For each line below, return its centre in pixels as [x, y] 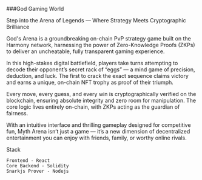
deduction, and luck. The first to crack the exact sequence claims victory [98, 76]
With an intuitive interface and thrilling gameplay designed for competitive [99, 125]
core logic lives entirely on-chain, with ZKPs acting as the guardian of [93, 107]
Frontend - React [28, 161]
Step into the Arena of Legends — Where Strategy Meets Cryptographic [96, 20]
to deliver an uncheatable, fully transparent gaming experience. [86, 51]
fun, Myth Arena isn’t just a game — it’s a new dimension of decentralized [98, 131]
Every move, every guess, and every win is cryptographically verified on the [101, 94]
